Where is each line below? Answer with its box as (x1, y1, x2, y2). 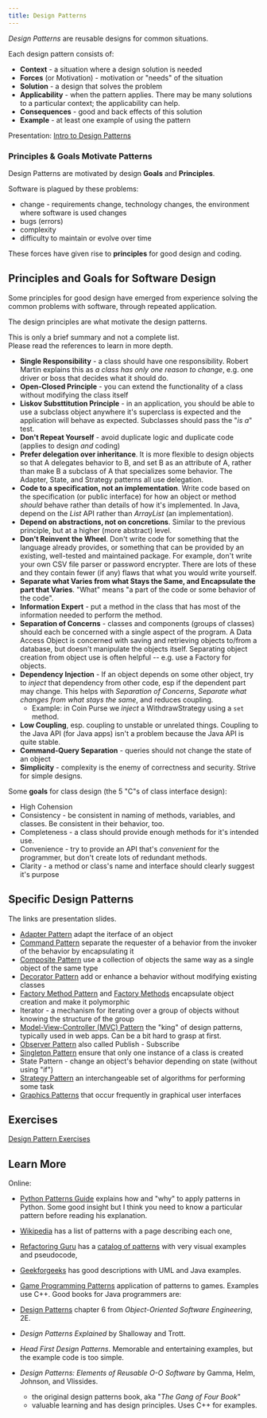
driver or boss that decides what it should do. (19, 373, 169, 382)
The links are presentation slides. (8, 914, 117, 923)
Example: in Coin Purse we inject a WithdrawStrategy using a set (31, 703, 245, 713)
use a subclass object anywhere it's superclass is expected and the (19, 407, 242, 417)
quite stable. (19, 737, 61, 746)
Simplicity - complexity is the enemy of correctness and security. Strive (19, 762, 257, 772)
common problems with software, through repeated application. (8, 301, 217, 311)
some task (19, 1081, 54, 1091)
